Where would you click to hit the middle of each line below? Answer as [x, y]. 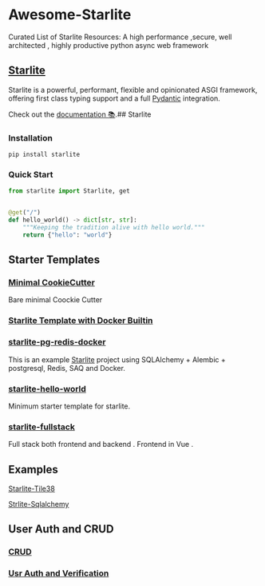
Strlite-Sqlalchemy [39, 504]
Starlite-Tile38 [32, 488]
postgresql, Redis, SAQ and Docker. [67, 368]
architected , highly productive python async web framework [109, 45]
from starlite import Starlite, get [69, 191]
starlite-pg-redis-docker [57, 342]
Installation [31, 138]
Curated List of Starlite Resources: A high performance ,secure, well [120, 37]
